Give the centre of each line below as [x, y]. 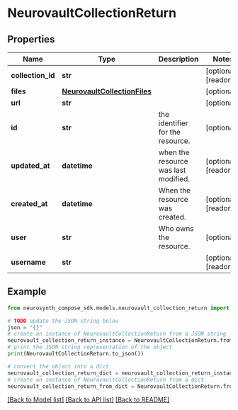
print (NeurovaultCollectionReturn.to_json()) [75, 354]
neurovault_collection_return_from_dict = [71, 386]
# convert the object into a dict [58, 366]
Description [178, 59]
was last [172, 170]
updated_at [30, 166]
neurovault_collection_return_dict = [63, 373]
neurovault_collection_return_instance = [69, 341]
